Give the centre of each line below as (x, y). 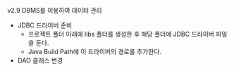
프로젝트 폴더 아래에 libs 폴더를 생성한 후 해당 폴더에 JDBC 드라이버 (121, 34)
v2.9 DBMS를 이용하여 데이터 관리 (55, 10)
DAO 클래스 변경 (40, 60)
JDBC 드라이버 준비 (45, 25)
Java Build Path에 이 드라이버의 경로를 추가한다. (95, 52)
